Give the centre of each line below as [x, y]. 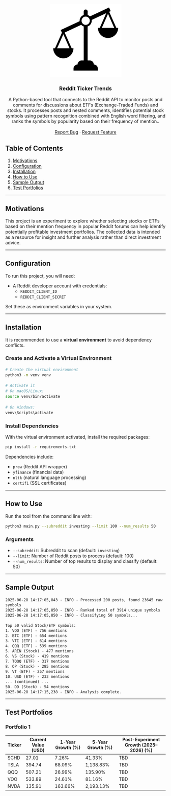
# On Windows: [20, 407]
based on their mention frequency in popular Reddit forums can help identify [85, 226]
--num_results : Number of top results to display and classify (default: [85, 561]
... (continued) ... [27, 681]
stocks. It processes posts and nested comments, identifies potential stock [85, 110]
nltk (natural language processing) [49, 477]
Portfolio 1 [18, 727]
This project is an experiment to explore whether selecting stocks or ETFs [82, 221]
